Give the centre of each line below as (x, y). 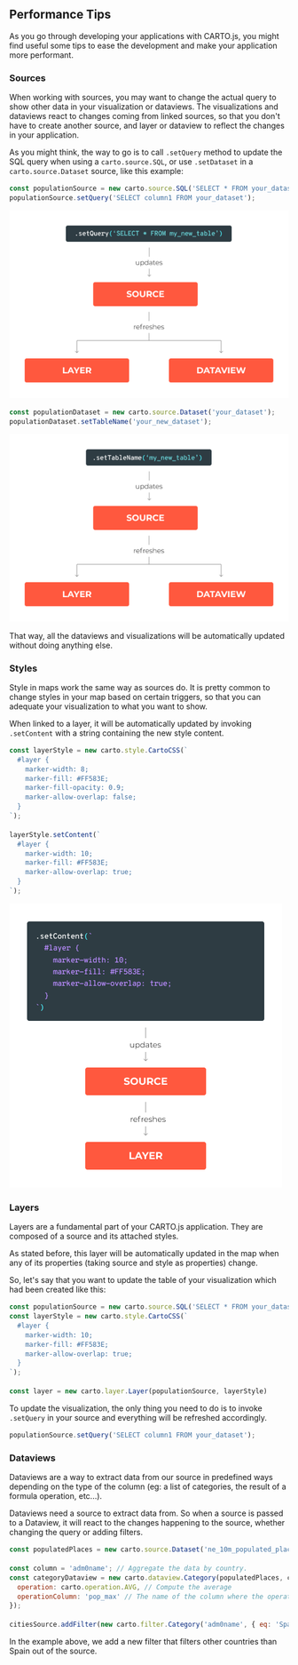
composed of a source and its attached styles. (94, 1236)
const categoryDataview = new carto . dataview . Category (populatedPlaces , (146, 1577)
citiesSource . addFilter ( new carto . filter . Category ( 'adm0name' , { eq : (141, 1625)
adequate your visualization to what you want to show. (109, 706)
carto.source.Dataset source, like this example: (96, 171)
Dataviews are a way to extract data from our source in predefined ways (141, 1478)
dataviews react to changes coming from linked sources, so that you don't (145, 116)
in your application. (44, 135)
